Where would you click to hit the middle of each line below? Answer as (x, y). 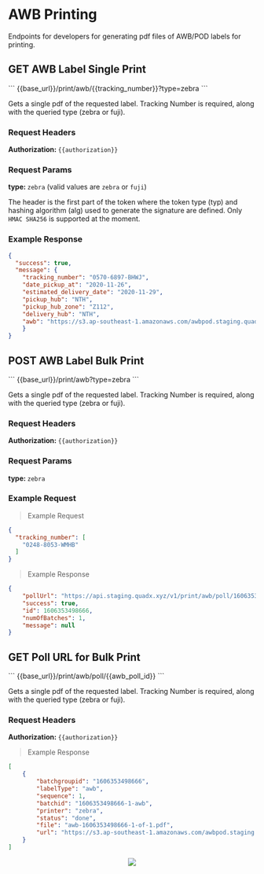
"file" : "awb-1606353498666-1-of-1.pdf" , (105, 825)
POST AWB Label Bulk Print (76, 361)
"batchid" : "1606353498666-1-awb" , (95, 803)
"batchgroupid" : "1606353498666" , (93, 782)
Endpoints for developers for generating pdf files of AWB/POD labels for (125, 36)
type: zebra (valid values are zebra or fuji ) (77, 187)
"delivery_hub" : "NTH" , (61, 314)
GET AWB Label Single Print (77, 70)
